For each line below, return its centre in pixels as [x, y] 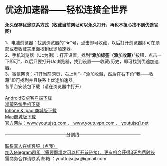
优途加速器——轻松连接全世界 [67, 10]
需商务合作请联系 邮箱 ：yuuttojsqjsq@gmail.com [56, 158]
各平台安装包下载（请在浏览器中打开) [43, 86]
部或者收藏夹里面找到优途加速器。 [40, 49]
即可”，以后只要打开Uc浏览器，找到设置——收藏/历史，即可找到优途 [80, 61]
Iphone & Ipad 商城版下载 [31, 110]
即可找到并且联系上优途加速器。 [44, 80]
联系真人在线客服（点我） [31, 146]
